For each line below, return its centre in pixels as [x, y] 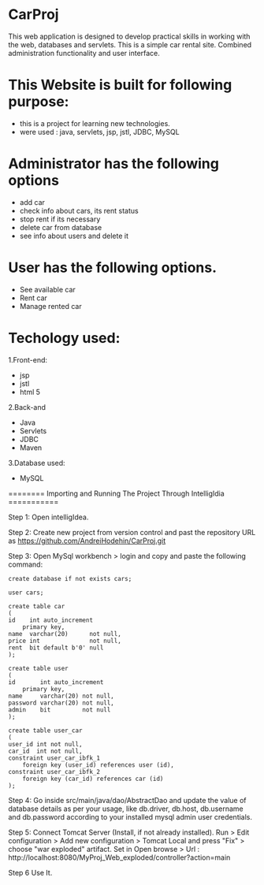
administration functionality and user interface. [84, 53]
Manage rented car [50, 306]
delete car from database [61, 227]
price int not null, [65, 641]
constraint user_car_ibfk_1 [54, 758]
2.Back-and [27, 407]
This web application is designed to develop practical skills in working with [129, 36]
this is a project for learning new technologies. [95, 123]
